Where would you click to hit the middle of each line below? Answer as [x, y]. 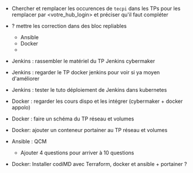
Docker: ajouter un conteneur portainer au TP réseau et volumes [89, 130]
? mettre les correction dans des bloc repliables [69, 26]
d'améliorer [26, 79]
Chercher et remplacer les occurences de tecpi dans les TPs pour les [96, 8]
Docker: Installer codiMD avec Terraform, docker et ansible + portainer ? [99, 164]
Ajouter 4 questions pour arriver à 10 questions [77, 153]
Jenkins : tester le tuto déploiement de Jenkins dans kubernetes [89, 90]
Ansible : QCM [29, 141]
